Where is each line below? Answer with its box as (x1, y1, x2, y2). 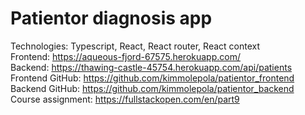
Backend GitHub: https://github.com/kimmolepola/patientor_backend (10, 82, 295, 94)
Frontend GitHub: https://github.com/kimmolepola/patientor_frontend (10, 72, 295, 84)
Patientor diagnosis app (10, 7, 213, 30)
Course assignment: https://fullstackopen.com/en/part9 (10, 93, 240, 105)
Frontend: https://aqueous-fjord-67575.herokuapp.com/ (10, 50, 241, 62)
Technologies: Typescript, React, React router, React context (10, 40, 261, 52)
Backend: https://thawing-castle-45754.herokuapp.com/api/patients (10, 61, 293, 73)
